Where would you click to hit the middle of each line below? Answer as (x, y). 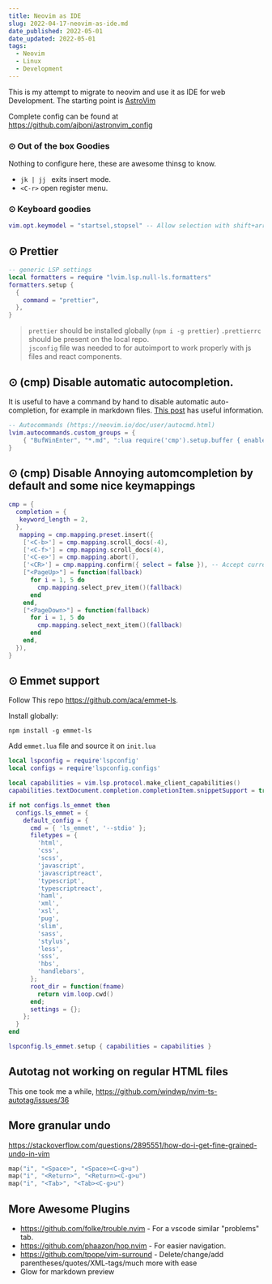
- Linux (29, 62)
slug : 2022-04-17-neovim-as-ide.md (68, 24)
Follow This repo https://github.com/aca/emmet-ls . (93, 700)
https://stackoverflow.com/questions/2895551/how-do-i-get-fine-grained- (133, 1145)
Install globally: (34, 716)
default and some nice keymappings (102, 485)
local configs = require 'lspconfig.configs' (85, 768)
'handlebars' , (61, 971)
